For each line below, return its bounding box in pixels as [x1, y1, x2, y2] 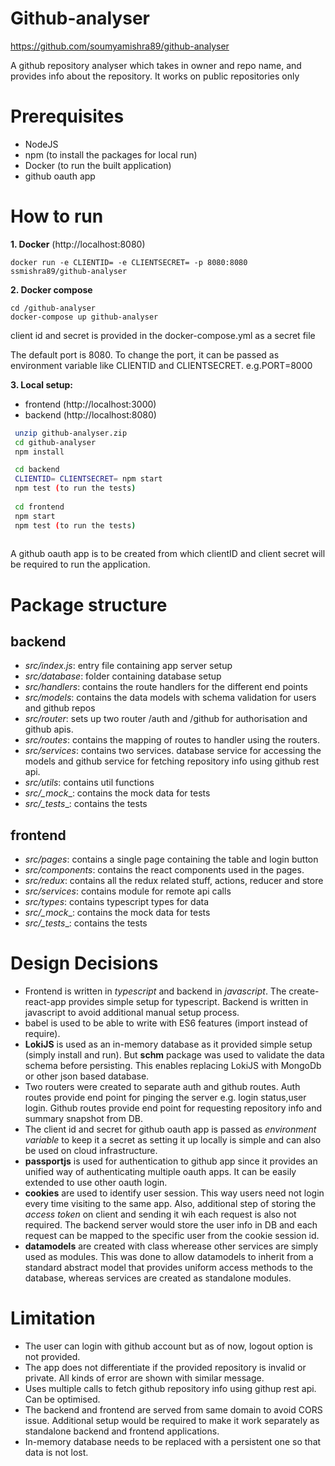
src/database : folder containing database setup [24, 670, 222, 682]
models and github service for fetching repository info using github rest [24, 755, 320, 767]
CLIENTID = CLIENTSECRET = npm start [14, 474, 163, 484]
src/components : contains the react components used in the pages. [24, 864, 305, 876]
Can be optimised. [24, 1393, 101, 1406]
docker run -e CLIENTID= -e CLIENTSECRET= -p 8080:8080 [10, 257, 248, 267]
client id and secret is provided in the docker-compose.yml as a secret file [10, 329, 316, 341]
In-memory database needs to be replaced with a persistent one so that [24, 1436, 322, 1448]
